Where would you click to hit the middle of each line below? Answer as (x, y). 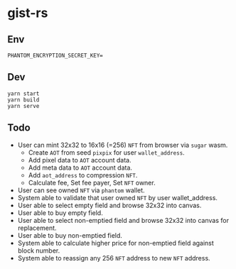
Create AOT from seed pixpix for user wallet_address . (106, 152)
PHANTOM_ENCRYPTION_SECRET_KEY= (55, 55)
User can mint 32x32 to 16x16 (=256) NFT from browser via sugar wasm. (123, 145)
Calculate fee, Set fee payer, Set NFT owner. (92, 182)
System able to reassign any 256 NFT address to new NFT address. (114, 258)
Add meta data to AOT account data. (80, 168)
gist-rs (28, 13)
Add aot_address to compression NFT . (83, 175)
